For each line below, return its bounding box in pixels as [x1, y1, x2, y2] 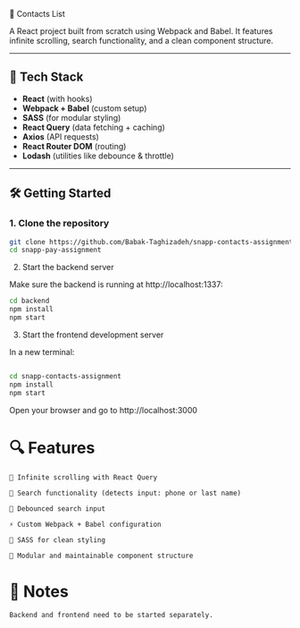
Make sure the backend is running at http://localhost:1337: [9, 279, 223, 290]
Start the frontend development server [21, 329, 164, 340]
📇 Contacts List [9, 9, 65, 19]
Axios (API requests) [21, 131, 100, 142]
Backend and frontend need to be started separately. [9, 611, 214, 620]
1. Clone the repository [9, 217, 110, 230]
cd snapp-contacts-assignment [9, 371, 122, 380]
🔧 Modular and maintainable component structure [9, 551, 194, 561]
